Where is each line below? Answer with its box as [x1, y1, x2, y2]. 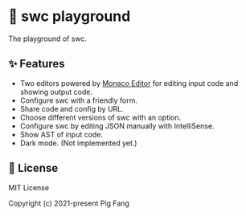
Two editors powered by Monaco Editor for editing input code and [19, 78, 239, 88]
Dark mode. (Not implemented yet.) [19, 138, 137, 148]
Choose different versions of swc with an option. [19, 112, 182, 122]
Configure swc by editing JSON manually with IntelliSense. [19, 120, 215, 131]
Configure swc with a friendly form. [19, 96, 138, 105]
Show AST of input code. [19, 129, 103, 139]
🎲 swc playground [8, 7, 131, 26]
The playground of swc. [8, 34, 87, 43]
